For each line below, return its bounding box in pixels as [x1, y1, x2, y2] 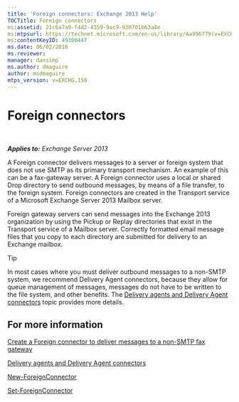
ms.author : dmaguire [7, 63, 69, 70]
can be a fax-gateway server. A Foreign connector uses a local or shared [7, 174, 221, 182]
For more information [7, 318, 103, 331]
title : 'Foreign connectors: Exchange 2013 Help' [7, 10, 158, 18]
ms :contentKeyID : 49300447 [7, 37, 87, 44]
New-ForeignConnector [7, 373, 77, 381]
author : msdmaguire [7, 70, 65, 77]
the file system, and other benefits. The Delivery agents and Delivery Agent [7, 290, 228, 299]
